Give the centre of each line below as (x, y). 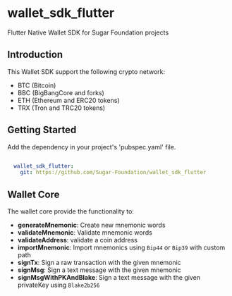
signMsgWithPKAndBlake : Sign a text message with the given (109, 278)
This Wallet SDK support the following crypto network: (86, 71)
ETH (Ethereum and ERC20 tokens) (68, 100)
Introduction (35, 55)
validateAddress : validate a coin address (77, 240)
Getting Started (42, 130)
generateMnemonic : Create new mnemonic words (91, 225)
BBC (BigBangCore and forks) (61, 92)
